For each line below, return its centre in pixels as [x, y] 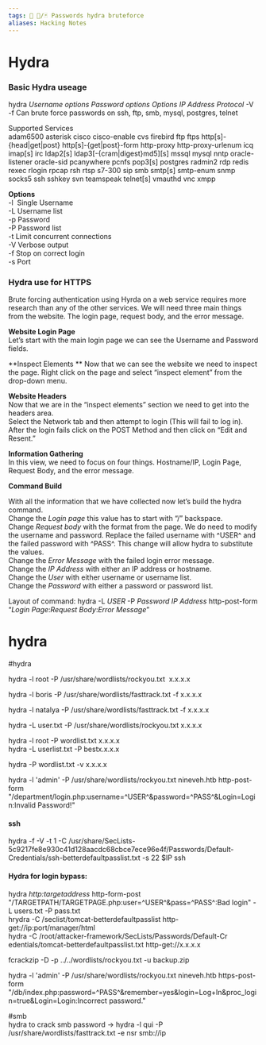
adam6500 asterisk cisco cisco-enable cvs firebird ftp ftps [104, 137]
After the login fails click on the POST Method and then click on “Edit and [128, 430]
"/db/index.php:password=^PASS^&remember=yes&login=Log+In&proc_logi [132, 992]
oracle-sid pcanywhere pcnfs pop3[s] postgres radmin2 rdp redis [142, 162]
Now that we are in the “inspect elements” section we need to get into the [129, 405]
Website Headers [38, 396]
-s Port [20, 261]
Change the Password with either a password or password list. [111, 586]
